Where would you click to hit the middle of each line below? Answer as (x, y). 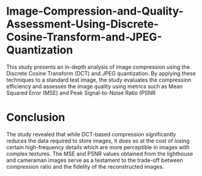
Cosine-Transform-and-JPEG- (84, 37)
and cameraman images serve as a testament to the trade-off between (95, 160)
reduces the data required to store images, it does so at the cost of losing (98, 141)
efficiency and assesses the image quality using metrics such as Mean (95, 86)
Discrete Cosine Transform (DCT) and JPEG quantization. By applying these (101, 73)
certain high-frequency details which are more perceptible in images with (98, 147)
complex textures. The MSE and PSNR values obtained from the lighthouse (100, 153)
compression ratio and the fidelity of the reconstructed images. (85, 166)
